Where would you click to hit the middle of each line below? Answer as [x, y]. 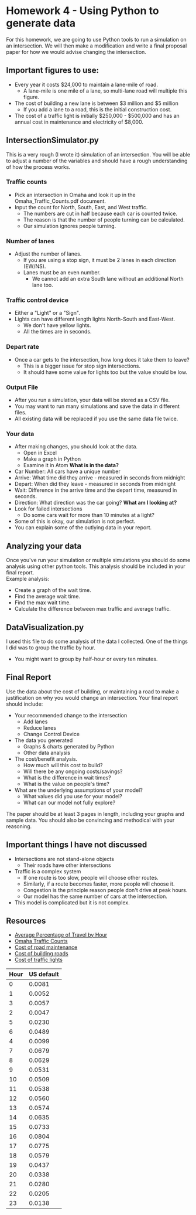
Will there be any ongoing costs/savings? [73, 771]
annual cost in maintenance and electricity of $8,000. [79, 122]
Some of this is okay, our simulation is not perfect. [75, 521]
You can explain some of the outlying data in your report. [83, 527]
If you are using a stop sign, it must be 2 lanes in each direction [99, 260]
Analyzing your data [44, 546]
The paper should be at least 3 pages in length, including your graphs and [95, 814]
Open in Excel [40, 453]
